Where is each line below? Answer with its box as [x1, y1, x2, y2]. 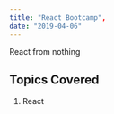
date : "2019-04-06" [9, 22, 83, 31]
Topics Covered [9, 72, 100, 87]
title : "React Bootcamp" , [9, 13, 106, 22]
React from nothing [9, 46, 81, 57]
